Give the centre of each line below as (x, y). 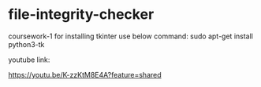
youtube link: (29, 60)
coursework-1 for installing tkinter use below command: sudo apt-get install (131, 36)
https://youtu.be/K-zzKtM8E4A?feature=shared (85, 74)
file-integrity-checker (81, 14)
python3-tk (26, 44)
